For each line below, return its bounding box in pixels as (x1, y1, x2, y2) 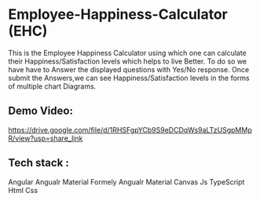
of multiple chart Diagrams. (8, 81, 97, 91)
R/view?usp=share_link (8, 133, 83, 143)
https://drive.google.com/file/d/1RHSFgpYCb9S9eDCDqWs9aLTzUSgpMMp (8, 125, 253, 134)
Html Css (8, 185, 38, 195)
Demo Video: (8, 104, 73, 118)
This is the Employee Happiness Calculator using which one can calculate (8, 48, 247, 57)
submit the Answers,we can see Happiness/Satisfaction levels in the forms (8, 73, 250, 82)
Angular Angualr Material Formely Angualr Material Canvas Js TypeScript (8, 177, 245, 186)
